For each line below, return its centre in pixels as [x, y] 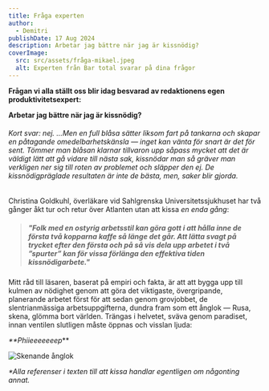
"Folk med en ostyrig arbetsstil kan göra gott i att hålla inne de [135, 228]
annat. [19, 380]
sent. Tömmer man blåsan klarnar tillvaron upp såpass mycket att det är [128, 150]
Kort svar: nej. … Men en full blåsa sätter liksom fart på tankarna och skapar [134, 133]
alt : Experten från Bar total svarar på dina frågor [106, 68]
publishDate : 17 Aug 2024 [51, 38]
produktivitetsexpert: [45, 99]
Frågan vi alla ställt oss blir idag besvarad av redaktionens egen [116, 91]
